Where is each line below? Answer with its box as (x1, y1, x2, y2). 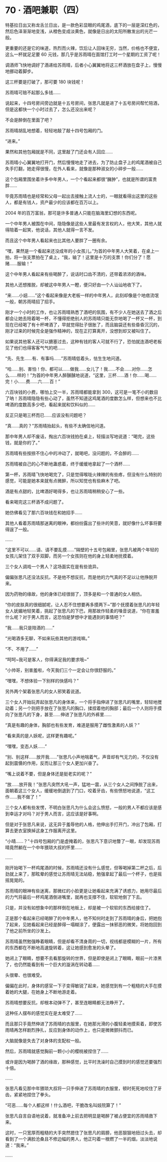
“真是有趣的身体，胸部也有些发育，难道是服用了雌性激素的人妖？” (5, 722, 140, 728)
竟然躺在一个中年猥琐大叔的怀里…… (9, 844, 83, 850)
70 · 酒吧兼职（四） (5, 4, 84, 16)
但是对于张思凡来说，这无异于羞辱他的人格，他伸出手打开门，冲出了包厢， (5, 821, 158, 827)
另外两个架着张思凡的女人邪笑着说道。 (5, 688, 83, 694)
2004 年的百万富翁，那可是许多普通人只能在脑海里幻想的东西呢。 (5, 210, 140, 216)
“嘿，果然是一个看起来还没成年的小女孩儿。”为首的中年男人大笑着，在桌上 (5, 248, 155, 254)
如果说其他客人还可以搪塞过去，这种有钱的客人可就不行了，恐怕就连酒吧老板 (5, 338, 162, 345)
